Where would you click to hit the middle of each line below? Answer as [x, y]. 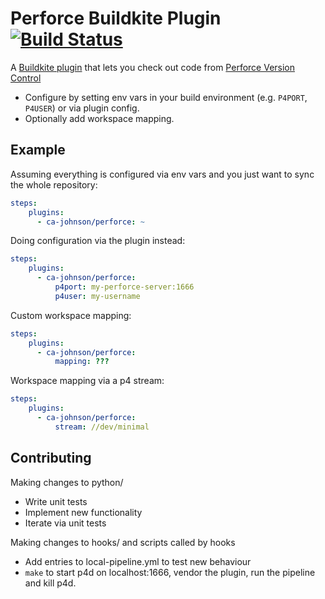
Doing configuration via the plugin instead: [98, 241]
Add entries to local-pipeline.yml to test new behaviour [138, 561]
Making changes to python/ [67, 482]
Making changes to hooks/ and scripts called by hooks [123, 542]
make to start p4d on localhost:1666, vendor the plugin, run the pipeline [170, 572]
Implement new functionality [83, 512]
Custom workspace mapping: [71, 315]
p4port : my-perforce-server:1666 [124, 287]
